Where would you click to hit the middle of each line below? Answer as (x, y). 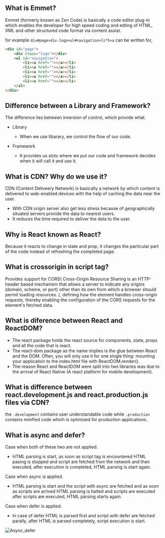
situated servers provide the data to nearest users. (64, 214)
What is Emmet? (31, 8)
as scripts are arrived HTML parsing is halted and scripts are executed (83, 491)
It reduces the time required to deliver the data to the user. (71, 219)
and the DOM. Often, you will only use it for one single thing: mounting (83, 356)
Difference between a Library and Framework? (78, 106)
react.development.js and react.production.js (77, 395)
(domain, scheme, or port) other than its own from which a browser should (81, 289)
